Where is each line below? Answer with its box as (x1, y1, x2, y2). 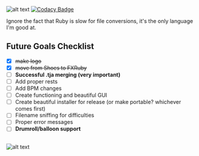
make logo (15, 57, 42, 65)
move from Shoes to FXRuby (15, 64, 87, 71)
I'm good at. (6, 24, 36, 31)
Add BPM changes (15, 85, 62, 92)
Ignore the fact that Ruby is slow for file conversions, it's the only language (6, 18, 194, 24)
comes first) (15, 105, 46, 112)
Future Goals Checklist (6, 41, 94, 51)
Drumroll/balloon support (15, 125, 81, 132)
